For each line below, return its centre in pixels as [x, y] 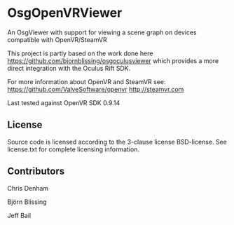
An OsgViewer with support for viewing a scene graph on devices [102, 32]
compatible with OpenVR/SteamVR [57, 39]
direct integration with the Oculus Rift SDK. [69, 68]
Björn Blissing [27, 202]
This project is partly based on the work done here [80, 53]
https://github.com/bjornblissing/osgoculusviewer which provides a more [113, 60]
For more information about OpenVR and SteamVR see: [87, 81]
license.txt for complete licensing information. [74, 149]
